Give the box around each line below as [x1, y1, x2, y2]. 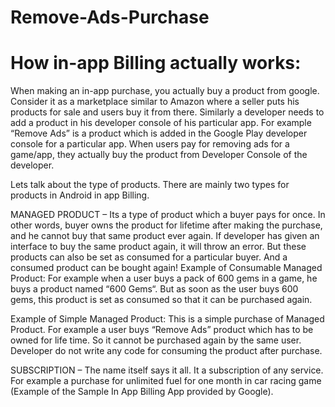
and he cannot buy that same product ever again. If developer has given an [10, 230, 320, 242]
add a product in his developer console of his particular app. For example [10, 117, 312, 129]
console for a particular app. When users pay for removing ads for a [10, 138, 290, 150]
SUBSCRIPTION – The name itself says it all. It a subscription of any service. [10, 364, 324, 376]
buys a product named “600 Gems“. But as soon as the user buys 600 [10, 283, 299, 295]
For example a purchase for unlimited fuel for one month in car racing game [10, 375, 322, 387]
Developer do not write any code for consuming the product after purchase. [10, 345, 323, 357]
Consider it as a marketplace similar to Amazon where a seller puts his [10, 96, 300, 108]
